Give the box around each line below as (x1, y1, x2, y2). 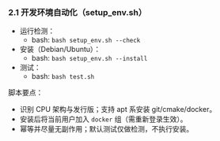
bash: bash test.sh (31, 72, 95, 81)
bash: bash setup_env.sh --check (31, 35, 141, 45)
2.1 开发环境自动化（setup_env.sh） (8, 6, 147, 17)
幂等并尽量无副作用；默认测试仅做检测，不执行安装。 (19, 124, 194, 134)
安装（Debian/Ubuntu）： (19, 45, 101, 54)
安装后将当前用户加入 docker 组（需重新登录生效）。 (19, 114, 188, 124)
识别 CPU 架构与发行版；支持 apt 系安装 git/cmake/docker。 (19, 105, 217, 114)
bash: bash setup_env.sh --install (31, 54, 148, 63)
